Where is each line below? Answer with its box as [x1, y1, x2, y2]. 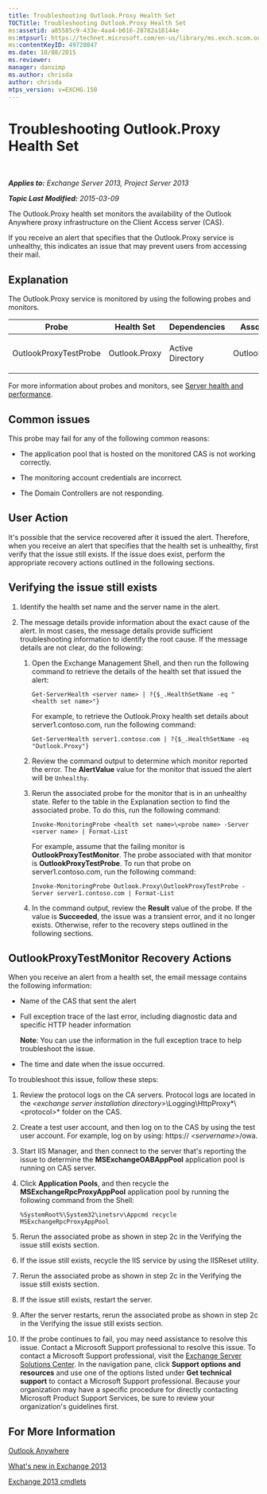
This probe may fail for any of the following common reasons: [8, 433, 210, 443]
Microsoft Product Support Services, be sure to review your [19, 1393, 215, 1403]
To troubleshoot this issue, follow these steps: [8, 1075, 159, 1085]
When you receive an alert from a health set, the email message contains [8, 972, 248, 982]
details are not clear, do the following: [19, 642, 143, 652]
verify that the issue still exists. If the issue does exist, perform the [8, 549, 226, 559]
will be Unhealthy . [31, 773, 90, 782]
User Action [8, 511, 69, 525]
